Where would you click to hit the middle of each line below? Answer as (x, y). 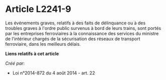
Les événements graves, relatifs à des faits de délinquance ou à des (75, 23)
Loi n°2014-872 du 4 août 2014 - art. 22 (54, 73)
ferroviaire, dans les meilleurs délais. (43, 44)
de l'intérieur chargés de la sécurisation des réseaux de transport (73, 39)
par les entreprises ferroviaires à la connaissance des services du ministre (82, 33)
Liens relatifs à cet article (32, 54)
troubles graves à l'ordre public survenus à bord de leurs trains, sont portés (83, 28)
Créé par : (15, 63)
